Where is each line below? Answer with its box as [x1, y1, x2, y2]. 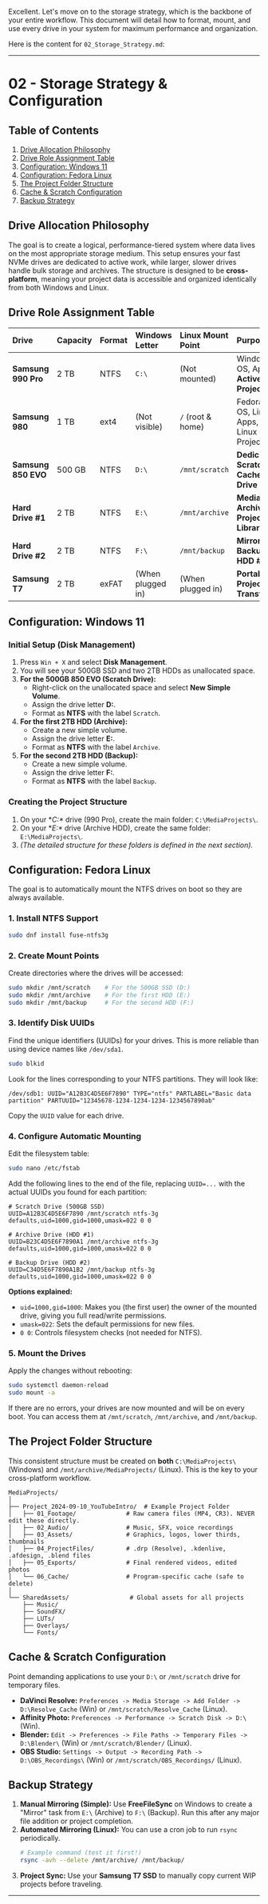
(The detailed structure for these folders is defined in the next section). [19, 840, 254, 850]
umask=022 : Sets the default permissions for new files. [19, 1319, 195, 1329]
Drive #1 [12, 512, 46, 523]
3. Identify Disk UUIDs [8, 1018, 95, 1029]
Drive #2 [12, 550, 46, 561]
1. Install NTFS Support [8, 913, 99, 924]
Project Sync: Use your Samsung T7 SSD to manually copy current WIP [19, 1871, 257, 1881]
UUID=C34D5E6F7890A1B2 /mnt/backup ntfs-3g [8, 1266, 156, 1274]
